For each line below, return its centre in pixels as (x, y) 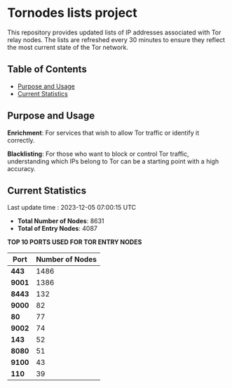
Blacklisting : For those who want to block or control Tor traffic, (98, 154)
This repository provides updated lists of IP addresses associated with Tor (114, 32)
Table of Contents (47, 69)
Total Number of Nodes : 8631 (61, 221)
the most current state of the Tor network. (68, 47)
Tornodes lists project (73, 13)
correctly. (21, 140)
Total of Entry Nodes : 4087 (57, 229)
